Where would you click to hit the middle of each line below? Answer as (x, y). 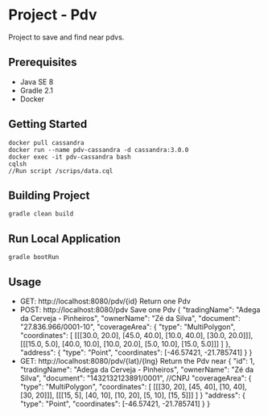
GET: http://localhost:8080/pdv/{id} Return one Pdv (105, 301)
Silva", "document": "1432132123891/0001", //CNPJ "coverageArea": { (136, 378)
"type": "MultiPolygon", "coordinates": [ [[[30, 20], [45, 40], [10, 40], (133, 387)
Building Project (49, 195)
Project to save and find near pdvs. (66, 37)
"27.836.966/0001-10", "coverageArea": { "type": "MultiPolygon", (128, 327)
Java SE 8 (37, 81)
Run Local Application (64, 239)
